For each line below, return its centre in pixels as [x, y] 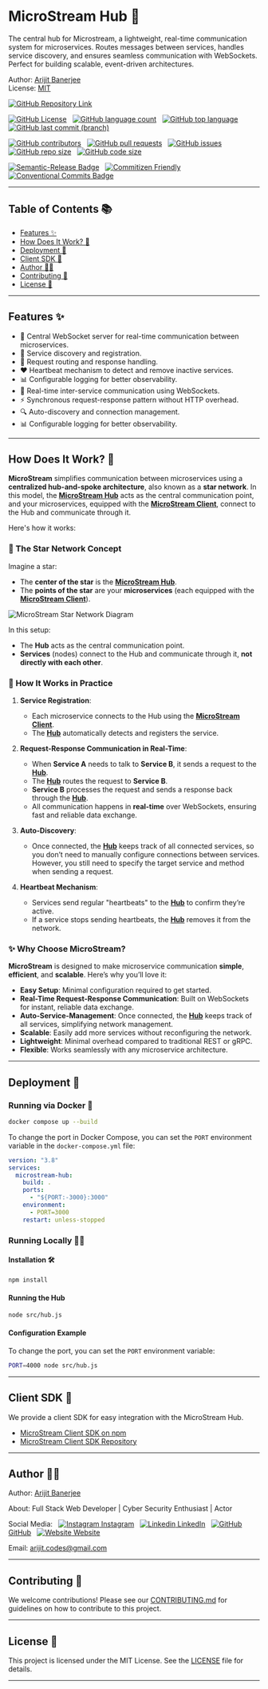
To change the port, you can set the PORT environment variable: [112, 1350]
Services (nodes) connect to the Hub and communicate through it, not [136, 654]
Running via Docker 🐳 [51, 1105]
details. [20, 1669]
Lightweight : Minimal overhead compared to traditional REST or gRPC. [136, 1041]
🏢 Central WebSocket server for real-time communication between [129, 336]
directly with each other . [61, 662]
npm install [28, 1280]
